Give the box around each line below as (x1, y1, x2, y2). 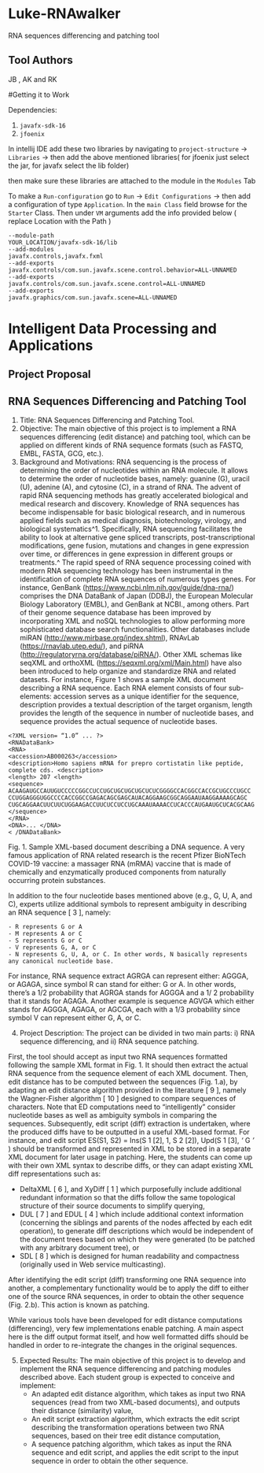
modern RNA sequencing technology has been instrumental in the (19, 566, 233, 576)
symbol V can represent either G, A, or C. (8, 1013, 141, 1022)
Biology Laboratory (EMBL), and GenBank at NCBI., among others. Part (19, 599, 249, 609)
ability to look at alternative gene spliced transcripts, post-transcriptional (19, 532, 255, 542)
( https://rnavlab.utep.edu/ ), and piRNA (19, 641, 144, 651)
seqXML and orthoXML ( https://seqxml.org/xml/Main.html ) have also (19, 659, 242, 668)
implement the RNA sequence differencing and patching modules (19, 1364, 232, 1374)
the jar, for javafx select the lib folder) (8, 161, 130, 170)
